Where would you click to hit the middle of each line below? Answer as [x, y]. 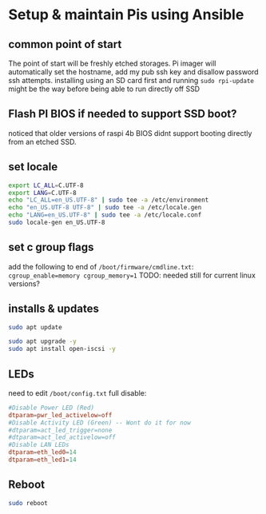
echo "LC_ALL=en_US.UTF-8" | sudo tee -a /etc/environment [109, 200]
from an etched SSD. [42, 141]
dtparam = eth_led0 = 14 [43, 452]
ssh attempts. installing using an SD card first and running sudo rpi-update [131, 80]
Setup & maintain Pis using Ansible [126, 15]
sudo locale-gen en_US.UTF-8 [57, 222]
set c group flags [51, 247]
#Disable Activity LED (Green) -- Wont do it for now [100, 422]
